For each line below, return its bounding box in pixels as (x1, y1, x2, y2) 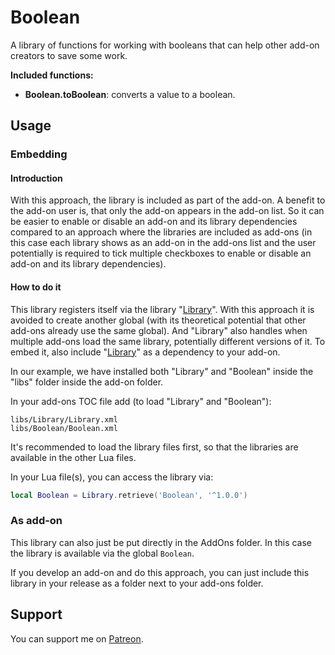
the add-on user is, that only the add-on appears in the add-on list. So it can (10, 205, 325, 217)
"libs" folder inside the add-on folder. (10, 376, 164, 388)
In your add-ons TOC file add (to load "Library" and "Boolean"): (10, 395, 272, 407)
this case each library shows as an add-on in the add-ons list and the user (10, 237, 317, 249)
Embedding (10, 147, 68, 161)
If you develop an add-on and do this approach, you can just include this (10, 566, 310, 578)
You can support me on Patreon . (10, 632, 144, 645)
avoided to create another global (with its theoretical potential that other (10, 314, 307, 326)
